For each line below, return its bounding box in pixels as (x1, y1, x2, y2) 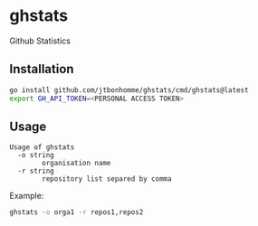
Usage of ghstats (9, 143, 75, 152)
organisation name (42, 159, 111, 168)
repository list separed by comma (42, 174, 172, 184)
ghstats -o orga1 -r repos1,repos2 (9, 208, 144, 217)
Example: (9, 191, 44, 202)
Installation (9, 61, 74, 77)
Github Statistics (9, 35, 71, 46)
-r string (17, 166, 54, 176)
